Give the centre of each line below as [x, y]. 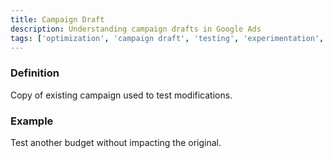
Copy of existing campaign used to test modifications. [121, 95]
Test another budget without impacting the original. [116, 142]
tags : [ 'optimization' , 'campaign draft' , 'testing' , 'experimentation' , [167, 38]
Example [32, 121]
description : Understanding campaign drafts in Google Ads [136, 29]
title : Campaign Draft [57, 19]
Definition [35, 73]
